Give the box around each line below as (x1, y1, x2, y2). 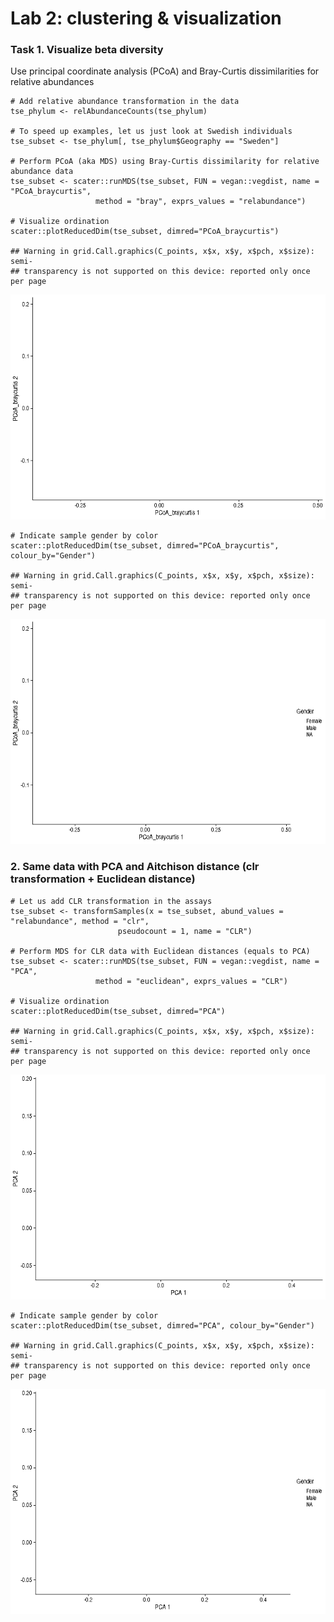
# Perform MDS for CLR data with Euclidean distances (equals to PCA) (10, 946, 311, 956)
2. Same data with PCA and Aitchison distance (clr (10, 860, 260, 874)
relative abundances (10, 76, 95, 88)
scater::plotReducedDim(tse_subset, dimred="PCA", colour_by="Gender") (10, 1320, 315, 1331)
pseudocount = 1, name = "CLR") (117, 926, 253, 936)
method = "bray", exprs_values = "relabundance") (95, 197, 307, 207)
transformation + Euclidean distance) (10, 872, 196, 886)
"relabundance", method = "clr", (10, 916, 150, 926)
